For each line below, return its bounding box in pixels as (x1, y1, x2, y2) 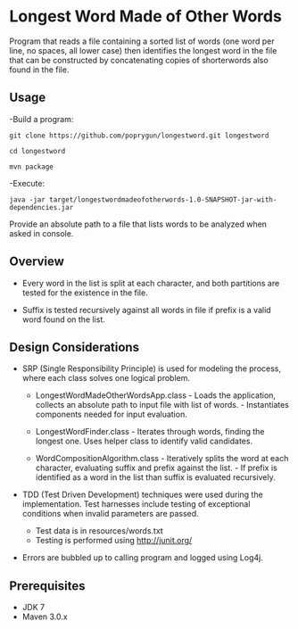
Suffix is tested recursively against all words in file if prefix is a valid (21, 304, 271, 315)
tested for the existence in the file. (21, 287, 149, 298)
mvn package (9, 162, 54, 171)
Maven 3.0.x (21, 611, 69, 622)
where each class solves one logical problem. (21, 373, 190, 384)
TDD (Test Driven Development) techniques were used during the (21, 489, 263, 501)
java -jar (9, 194, 46, 204)
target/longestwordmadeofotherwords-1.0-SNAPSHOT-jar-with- (48, 194, 277, 204)
